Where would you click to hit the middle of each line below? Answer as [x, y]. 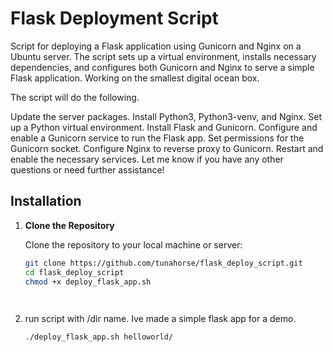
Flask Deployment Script [114, 18]
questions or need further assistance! [87, 169]
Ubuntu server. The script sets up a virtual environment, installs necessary [163, 56]
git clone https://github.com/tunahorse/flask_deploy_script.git [163, 263]
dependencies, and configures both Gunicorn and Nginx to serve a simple [162, 67]
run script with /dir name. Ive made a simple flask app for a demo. [160, 319]
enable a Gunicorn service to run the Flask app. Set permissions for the [157, 138]
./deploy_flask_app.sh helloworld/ [99, 337]
